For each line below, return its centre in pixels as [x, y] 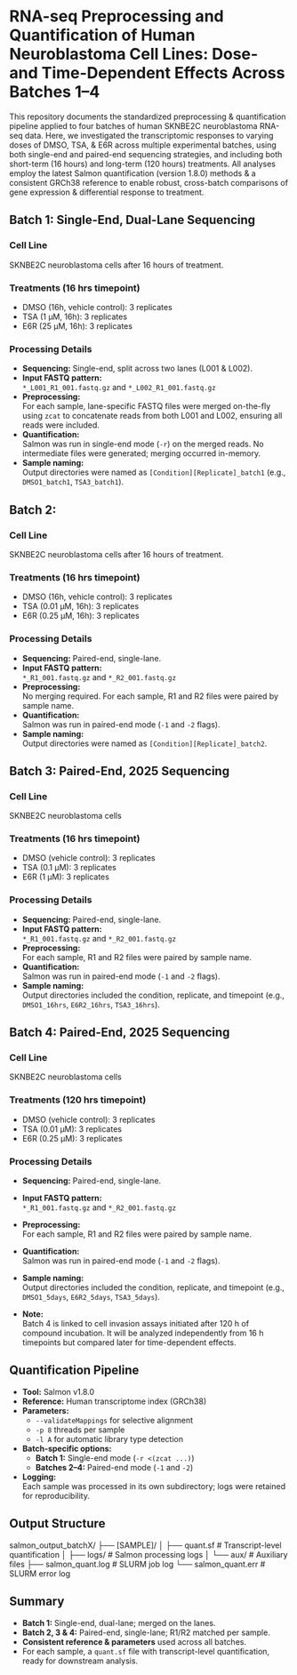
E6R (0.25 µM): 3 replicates [72, 1138]
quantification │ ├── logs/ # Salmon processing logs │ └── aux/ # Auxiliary [148, 1554]
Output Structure [57, 1523]
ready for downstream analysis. [80, 1661]
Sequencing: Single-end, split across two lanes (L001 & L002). [137, 369]
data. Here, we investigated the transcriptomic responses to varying [149, 135]
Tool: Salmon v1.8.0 [58, 1391]
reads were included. [61, 425]
